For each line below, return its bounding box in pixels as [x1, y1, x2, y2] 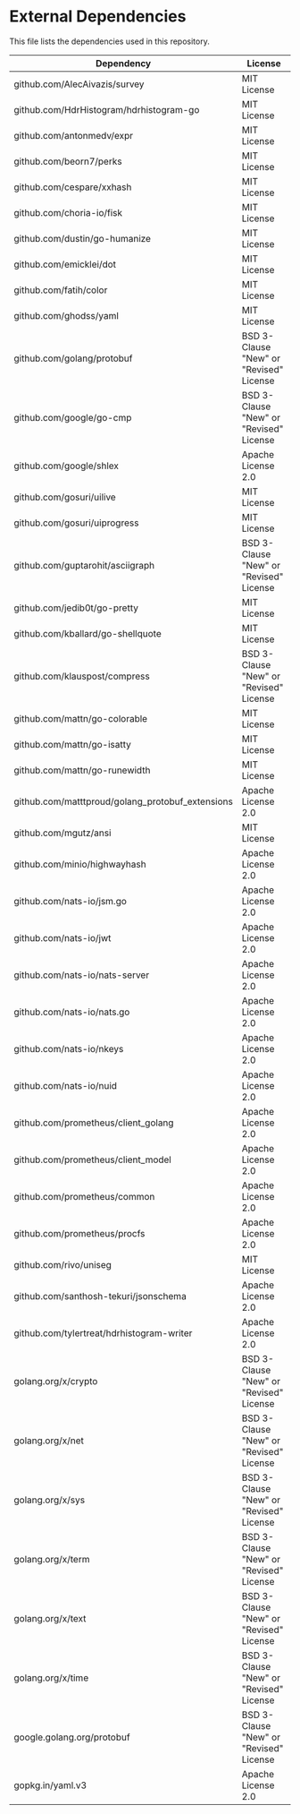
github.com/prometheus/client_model [13, 1153, 171, 1166]
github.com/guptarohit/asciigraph [13, 559, 154, 571]
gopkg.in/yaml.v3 [13, 1779, 87, 1792]
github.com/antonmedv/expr [13, 129, 134, 141]
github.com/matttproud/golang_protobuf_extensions [13, 795, 234, 808]
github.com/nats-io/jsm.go [13, 894, 128, 907]
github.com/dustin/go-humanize [13, 232, 152, 244]
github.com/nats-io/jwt [13, 931, 112, 944]
